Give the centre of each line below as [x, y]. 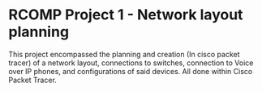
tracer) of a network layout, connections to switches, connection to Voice [131, 63]
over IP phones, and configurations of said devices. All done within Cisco [131, 71]
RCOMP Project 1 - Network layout [126, 15]
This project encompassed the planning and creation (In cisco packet [125, 54]
